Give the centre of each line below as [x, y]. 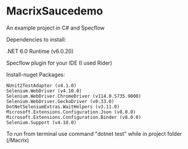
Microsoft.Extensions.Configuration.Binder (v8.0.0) [74, 117]
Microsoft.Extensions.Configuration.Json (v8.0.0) [71, 112]
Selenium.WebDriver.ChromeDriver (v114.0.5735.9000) [74, 96]
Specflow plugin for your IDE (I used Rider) [59, 63]
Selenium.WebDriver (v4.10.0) [44, 91]
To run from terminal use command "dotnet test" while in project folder [94, 133]
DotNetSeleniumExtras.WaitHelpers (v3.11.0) [63, 107]
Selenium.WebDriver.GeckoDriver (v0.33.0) [60, 101]
